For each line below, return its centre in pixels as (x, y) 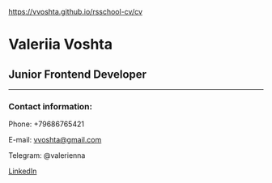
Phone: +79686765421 (47, 124)
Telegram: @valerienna (47, 155)
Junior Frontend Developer (78, 74)
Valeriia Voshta (61, 45)
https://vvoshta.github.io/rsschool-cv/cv (76, 12)
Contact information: (51, 106)
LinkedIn (23, 171)
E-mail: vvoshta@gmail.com (55, 140)
